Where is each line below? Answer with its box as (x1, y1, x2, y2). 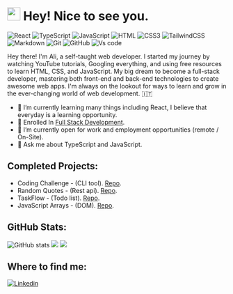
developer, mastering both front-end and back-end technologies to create (7, 74, 219, 83)
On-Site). (17, 132, 44, 141)
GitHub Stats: (7, 222, 67, 233)
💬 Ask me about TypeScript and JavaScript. (17, 140, 143, 148)
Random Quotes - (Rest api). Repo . (17, 186, 118, 194)
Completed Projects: (7, 160, 99, 172)
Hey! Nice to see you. (23, 8, 150, 24)
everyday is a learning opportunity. (17, 110, 118, 118)
